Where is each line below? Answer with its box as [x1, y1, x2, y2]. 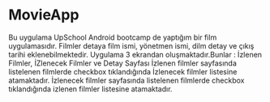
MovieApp [8, 6, 79, 24]
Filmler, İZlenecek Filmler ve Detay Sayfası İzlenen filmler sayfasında [8, 58, 238, 68]
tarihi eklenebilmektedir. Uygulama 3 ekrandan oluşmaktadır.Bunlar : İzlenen [8, 49, 262, 59]
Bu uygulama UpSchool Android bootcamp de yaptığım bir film [8, 32, 217, 42]
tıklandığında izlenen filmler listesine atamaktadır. [8, 83, 173, 94]
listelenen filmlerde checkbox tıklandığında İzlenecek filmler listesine [8, 66, 238, 76]
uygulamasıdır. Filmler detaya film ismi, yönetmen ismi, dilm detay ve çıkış [8, 40, 255, 50]
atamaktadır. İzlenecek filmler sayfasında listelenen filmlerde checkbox [8, 75, 245, 85]
